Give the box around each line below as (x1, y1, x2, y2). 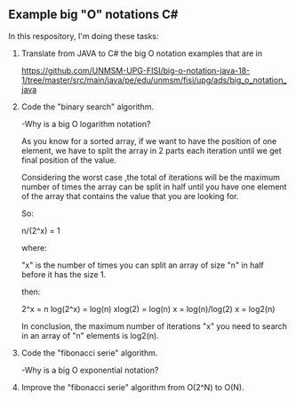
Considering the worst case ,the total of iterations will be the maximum (20, 172, 281, 182)
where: (20, 242, 47, 253)
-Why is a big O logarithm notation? (20, 118, 151, 129)
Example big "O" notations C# (8, 7, 179, 22)
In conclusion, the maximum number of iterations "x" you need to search (20, 320, 288, 332)
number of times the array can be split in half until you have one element (20, 181, 287, 192)
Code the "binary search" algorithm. (20, 101, 155, 112)
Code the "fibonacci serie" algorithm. (20, 347, 158, 358)
